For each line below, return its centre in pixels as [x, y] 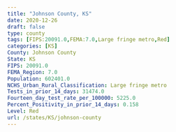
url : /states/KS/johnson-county [54, 117]
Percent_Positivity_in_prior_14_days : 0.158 [73, 105]
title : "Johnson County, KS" [50, 14]
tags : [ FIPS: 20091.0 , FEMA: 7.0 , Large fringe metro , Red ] [89, 40]
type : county [26, 33]
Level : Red [23, 111]
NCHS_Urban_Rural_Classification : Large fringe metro [87, 85]
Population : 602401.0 [39, 79]
